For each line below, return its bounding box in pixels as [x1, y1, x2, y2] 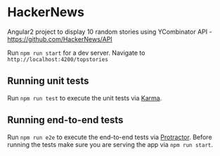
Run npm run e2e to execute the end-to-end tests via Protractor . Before [7, 133, 212, 141]
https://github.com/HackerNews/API [7, 34, 112, 43]
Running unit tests [7, 75, 89, 87]
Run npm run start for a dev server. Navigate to [7, 48, 145, 57]
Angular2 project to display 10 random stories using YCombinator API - [7, 27, 212, 36]
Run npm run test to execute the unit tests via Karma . [7, 93, 162, 102]
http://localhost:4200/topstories [7, 56, 109, 63]
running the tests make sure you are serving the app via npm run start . [7, 140, 213, 148]
